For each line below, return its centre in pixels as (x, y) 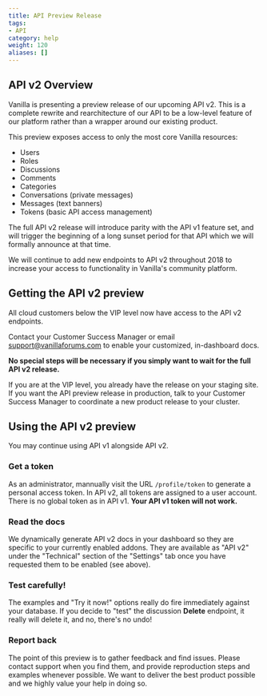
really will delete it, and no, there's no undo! (80, 619)
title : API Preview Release (55, 16)
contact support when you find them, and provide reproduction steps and (129, 666)
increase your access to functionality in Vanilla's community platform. (123, 268)
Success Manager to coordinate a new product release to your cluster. (124, 401)
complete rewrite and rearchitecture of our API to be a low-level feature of (130, 113)
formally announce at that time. (60, 244)
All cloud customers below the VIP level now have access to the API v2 (125, 312)
